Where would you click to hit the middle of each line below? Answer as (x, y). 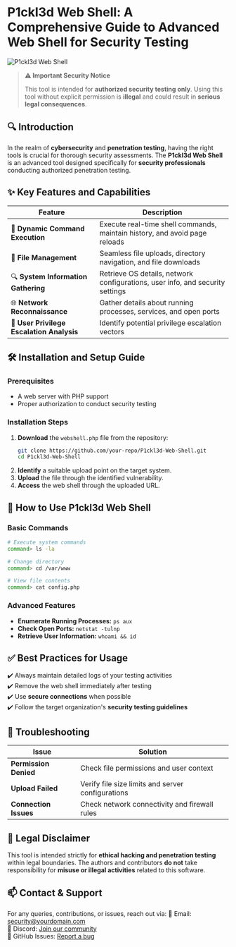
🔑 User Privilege (38, 323)
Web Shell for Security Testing (98, 42)
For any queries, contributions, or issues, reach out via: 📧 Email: (99, 913)
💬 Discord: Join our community (52, 929)
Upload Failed (34, 788)
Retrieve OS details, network (146, 274)
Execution (28, 237)
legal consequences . (55, 104)
